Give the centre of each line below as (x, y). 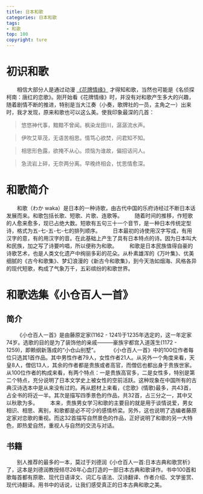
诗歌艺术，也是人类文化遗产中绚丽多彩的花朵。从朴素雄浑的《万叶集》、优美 (100, 253)
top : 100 (17, 34)
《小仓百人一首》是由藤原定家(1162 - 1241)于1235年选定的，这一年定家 (105, 335)
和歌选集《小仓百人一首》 (70, 295)
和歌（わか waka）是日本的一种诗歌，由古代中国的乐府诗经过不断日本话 (106, 208)
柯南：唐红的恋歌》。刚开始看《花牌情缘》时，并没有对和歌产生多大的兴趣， (100, 97)
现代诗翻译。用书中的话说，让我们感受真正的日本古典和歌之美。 (85, 484)
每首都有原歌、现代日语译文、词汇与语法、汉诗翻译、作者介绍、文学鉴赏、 (104, 477)
